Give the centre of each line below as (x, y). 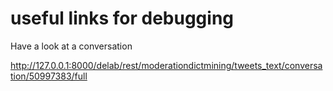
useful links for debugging (122, 18)
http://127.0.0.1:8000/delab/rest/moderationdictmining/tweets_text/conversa (166, 65)
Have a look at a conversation (71, 46)
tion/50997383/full (49, 76)
